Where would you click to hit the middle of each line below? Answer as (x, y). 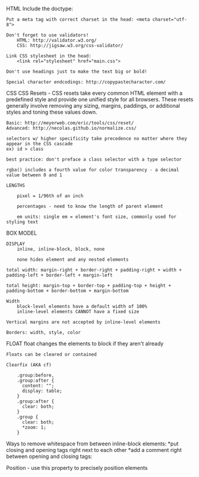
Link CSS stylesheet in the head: (49, 56)
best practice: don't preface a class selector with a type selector (94, 160)
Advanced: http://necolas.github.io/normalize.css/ (71, 128)
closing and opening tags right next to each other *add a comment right (94, 450)
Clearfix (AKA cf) (29, 365)
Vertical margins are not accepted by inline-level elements (83, 322)
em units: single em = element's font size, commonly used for (97, 217)
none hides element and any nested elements (73, 260)
